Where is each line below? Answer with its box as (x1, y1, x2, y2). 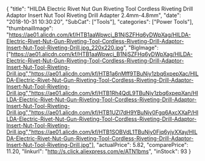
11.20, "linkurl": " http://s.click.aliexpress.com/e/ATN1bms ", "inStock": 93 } (6, 148, 191, 155)
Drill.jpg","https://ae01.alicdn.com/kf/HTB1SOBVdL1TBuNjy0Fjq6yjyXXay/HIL (6, 128, 198, 135)
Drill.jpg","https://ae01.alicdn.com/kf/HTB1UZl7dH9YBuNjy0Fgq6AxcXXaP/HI (6, 109, 199, 116)
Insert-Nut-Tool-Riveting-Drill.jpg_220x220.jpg (6, 44, 124, 51)
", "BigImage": (123, 44, 159, 51)
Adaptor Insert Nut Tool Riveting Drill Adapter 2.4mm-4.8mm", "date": (6, 12, 181, 19)
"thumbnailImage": (6, 24, 54, 32)
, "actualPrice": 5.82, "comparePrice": (93, 141, 189, 148)
